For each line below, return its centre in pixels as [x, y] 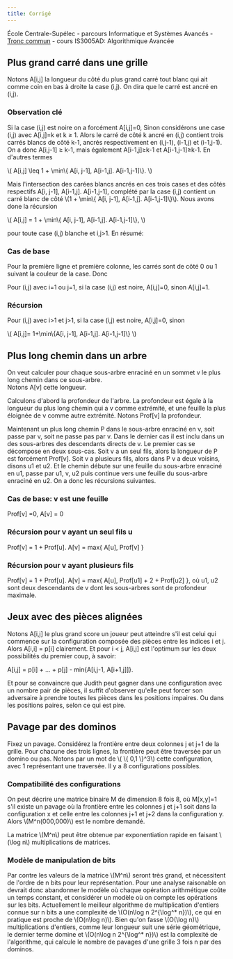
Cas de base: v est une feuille [58, 499]
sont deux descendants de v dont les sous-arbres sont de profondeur [107, 588]
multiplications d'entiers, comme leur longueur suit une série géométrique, [114, 927]
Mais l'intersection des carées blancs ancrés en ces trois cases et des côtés [116, 184]
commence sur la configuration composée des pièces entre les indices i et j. [116, 641]
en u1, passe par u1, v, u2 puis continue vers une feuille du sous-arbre [107, 473]
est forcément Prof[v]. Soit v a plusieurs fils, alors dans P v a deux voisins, [114, 459]
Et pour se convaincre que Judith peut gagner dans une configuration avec [115, 683]
